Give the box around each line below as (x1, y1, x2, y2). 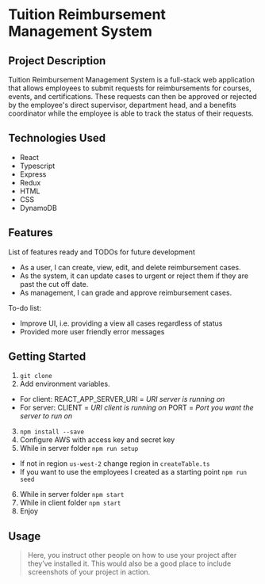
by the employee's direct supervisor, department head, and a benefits (8, 101, 236, 109)
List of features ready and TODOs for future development (8, 247, 196, 257)
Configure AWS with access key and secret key (19, 435, 175, 445)
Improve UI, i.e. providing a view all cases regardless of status (19, 319, 223, 328)
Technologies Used (8, 132, 106, 145)
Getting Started (8, 350, 86, 364)
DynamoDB (19, 203, 57, 212)
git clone (19, 372, 53, 380)
